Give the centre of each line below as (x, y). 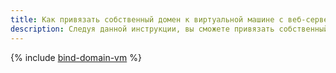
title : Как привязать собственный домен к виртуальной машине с (147, 19)
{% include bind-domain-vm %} (76, 57)
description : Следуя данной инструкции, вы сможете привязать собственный (169, 29)
